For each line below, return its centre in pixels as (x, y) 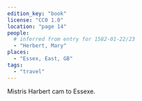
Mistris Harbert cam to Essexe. (52, 91)
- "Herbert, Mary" (40, 46)
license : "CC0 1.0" (35, 20)
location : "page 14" (37, 26)
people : (18, 33)
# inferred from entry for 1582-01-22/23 (74, 39)
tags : (15, 65)
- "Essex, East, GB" (43, 59)
